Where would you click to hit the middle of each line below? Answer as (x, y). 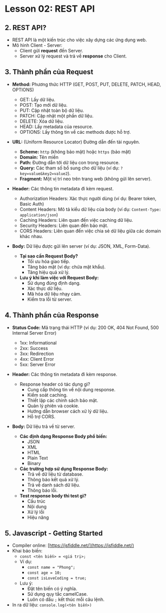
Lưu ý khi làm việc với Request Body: (59, 277)
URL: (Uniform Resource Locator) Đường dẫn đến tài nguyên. (76, 142)
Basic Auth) (32, 203)
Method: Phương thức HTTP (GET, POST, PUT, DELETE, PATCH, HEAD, (86, 84)
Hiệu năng (38, 517)
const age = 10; (44, 573)
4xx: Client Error (37, 359)
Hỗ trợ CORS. (41, 416)
